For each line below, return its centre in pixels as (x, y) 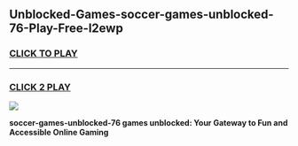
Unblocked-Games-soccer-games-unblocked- (141, 15)
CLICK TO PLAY (43, 54)
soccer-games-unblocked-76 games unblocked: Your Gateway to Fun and (149, 122)
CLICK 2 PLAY (40, 87)
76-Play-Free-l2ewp (67, 29)
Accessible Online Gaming (59, 132)
